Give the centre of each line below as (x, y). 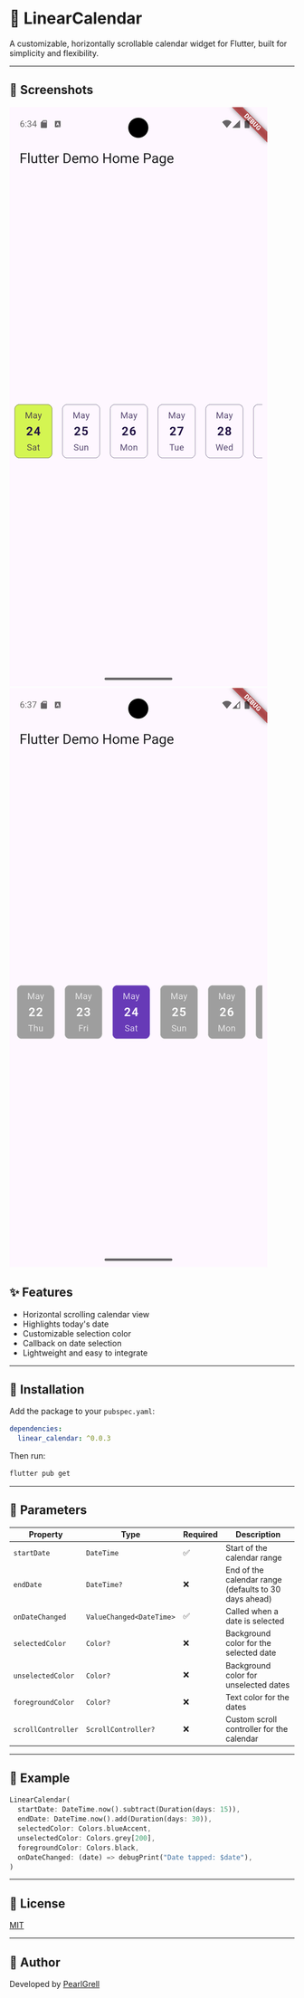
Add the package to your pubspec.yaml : (82, 1412)
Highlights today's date (66, 1324)
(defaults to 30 (253, 1589)
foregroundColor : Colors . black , (79, 1848)
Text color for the (257, 1697)
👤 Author (35, 1962)
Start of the (247, 1547)
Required (201, 1535)
